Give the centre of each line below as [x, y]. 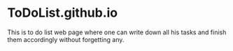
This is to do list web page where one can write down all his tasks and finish [117, 32]
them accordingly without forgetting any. [66, 39]
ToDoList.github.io [62, 13]
